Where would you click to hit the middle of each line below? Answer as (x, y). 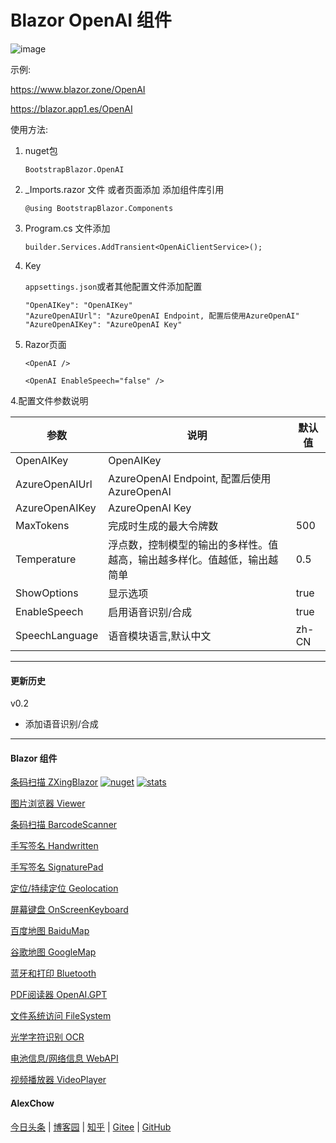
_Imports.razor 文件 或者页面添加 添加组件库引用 (124, 189)
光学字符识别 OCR (47, 1037)
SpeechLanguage (57, 635)
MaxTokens (42, 525)
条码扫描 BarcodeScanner (64, 825)
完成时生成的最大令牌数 (163, 526)
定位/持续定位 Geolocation (64, 888)
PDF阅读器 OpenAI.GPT (59, 995)
